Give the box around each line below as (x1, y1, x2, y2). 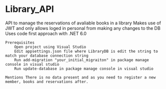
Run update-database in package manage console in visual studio (14, 66, 154, 71)
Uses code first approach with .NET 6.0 (5, 30, 87, 36)
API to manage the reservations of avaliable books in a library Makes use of (5, 20, 161, 26)
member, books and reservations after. (5, 79, 89, 84)
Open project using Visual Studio (14, 44, 86, 49)
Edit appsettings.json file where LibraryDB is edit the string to (14, 49, 158, 54)
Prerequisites (5, 40, 35, 45)
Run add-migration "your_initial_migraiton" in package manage (14, 57, 149, 63)
